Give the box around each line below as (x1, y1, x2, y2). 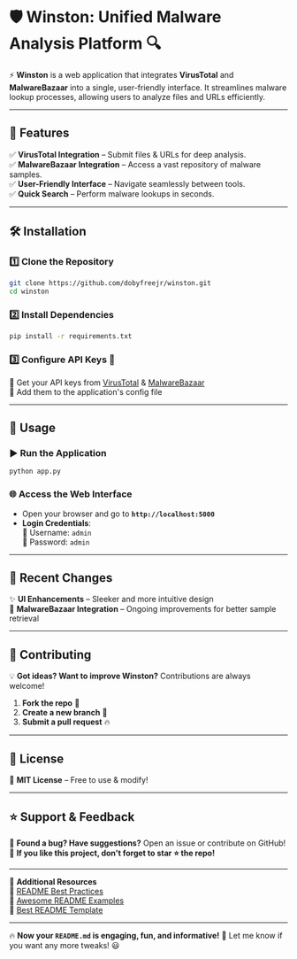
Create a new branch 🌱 (21, 708, 108, 718)
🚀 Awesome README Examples (9, 895, 125, 906)
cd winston (9, 287, 49, 297)
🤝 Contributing (9, 647, 92, 662)
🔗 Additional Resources (9, 876, 97, 886)
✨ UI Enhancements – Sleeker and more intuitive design (9, 594, 214, 605)
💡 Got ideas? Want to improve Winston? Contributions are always (9, 670, 251, 682)
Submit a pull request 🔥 (21, 716, 110, 727)
